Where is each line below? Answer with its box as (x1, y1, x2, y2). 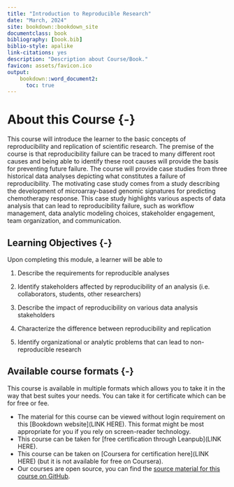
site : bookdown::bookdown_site (7, 23, 98, 30)
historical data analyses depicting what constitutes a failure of (7, 172, 186, 180)
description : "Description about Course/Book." (7, 56, 149, 63)
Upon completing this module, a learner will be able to (7, 256, 163, 263)
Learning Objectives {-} (7, 237, 112, 249)
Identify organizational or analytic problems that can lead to (17, 338, 189, 346)
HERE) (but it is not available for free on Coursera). (17, 457, 163, 465)
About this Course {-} (7, 112, 136, 128)
